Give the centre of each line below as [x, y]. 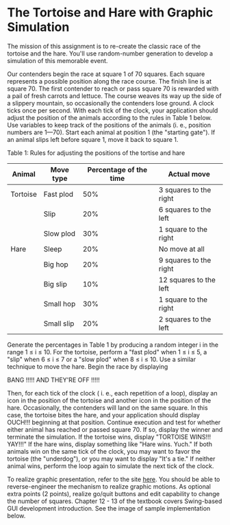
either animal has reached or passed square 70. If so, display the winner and [115, 429]
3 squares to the [185, 190]
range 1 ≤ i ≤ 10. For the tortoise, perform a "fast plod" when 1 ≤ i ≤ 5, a [107, 352]
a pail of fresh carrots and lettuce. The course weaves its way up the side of [114, 96]
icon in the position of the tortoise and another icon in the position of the [109, 400]
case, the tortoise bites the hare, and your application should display [104, 415]
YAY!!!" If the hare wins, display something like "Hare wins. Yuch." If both [110, 444]
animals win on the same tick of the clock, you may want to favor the [104, 451]
